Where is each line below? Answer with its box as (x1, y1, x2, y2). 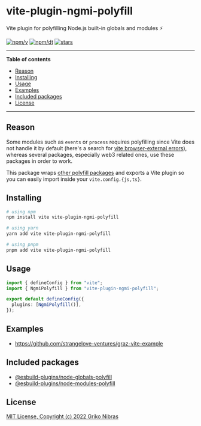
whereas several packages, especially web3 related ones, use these (6, 151, 175, 158)
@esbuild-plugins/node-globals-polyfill (14, 373, 112, 380)
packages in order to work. (6, 157, 73, 165)
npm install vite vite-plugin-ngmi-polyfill (6, 215, 119, 221)
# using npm (6, 208, 36, 215)
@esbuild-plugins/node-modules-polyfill (14, 380, 115, 387)
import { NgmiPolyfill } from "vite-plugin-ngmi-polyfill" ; (6, 285, 160, 291)
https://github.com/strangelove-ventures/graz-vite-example (14, 339, 163, 347)
